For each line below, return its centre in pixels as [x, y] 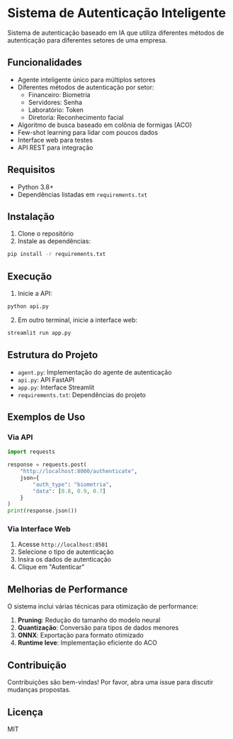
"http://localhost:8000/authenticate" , [79, 472]
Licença [25, 712]
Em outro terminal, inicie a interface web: [78, 320]
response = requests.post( [47, 465]
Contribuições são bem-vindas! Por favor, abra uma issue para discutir [110, 682]
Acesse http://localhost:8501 [63, 545]
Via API [20, 437]
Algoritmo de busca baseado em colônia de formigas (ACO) [105, 125]
